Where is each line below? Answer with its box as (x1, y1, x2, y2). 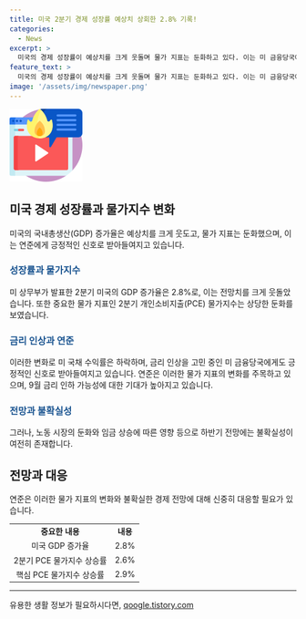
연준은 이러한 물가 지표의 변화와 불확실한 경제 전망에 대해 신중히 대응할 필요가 (9, 493, 284, 505)
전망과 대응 (9, 468, 68, 483)
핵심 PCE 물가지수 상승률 (15, 569, 105, 580)
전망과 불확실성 (9, 405, 73, 418)
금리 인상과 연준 (9, 334, 75, 346)
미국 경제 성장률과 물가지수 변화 (9, 201, 176, 218)
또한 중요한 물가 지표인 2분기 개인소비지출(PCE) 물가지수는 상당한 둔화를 (36, 297, 293, 309)
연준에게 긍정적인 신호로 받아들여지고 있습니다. (18, 239, 185, 250)
